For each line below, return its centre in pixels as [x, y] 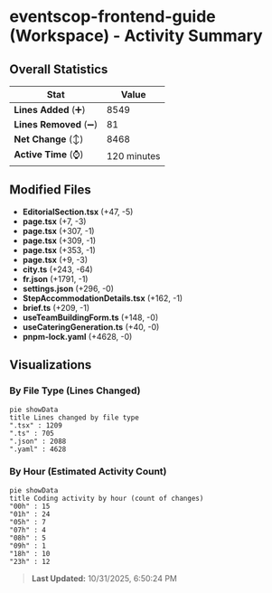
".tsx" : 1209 [36, 425]
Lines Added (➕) [50, 110]
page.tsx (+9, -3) [55, 259]
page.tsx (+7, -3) [54, 221]
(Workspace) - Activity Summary [136, 36]
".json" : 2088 [38, 441]
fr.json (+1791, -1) [55, 278]
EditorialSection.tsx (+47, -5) [78, 212]
